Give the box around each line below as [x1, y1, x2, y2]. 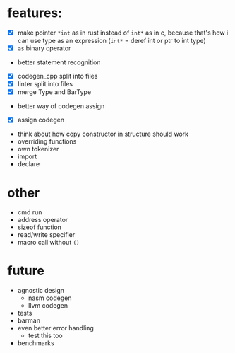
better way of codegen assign [17, 102, 105, 110]
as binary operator [17, 44, 71, 52]
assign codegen [17, 115, 65, 125]
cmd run [17, 208, 42, 216]
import [17, 152, 37, 161]
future [7, 263, 44, 279]
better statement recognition [17, 58, 101, 66]
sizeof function [17, 223, 62, 231]
